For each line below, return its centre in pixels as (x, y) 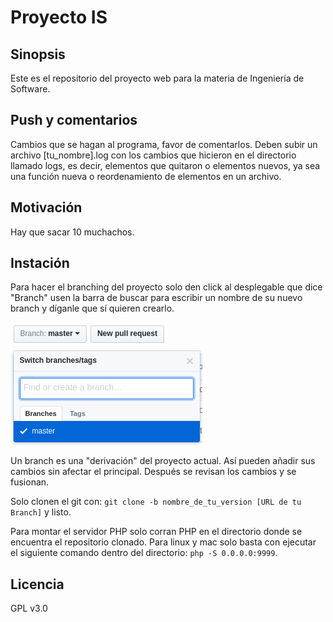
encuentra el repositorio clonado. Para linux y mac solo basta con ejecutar (163, 542)
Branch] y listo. (41, 512)
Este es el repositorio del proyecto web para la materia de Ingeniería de (157, 78)
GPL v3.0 (29, 608)
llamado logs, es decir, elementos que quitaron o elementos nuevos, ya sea (165, 165)
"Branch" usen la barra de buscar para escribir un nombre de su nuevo (156, 298)
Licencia (37, 584)
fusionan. (30, 482)
